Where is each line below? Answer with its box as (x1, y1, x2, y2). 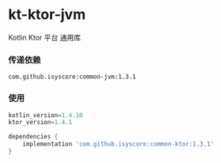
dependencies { (8, 133, 59, 141)
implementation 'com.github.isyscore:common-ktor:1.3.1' (22, 140, 215, 148)
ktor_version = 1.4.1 (8, 119, 73, 127)
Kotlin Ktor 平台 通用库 (8, 32, 82, 42)
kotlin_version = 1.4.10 (8, 111, 83, 119)
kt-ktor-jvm (8, 6, 86, 24)
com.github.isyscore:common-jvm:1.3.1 (8, 73, 136, 81)
